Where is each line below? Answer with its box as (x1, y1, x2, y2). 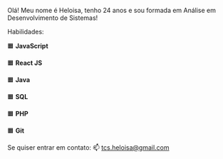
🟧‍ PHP (7, 110, 28, 118)
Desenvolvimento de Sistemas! (7, 14, 98, 22)
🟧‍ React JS (7, 58, 43, 67)
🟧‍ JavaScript (7, 42, 48, 50)
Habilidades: (7, 28, 44, 36)
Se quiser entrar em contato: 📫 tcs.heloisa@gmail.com (7, 143, 170, 152)
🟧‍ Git (7, 126, 25, 135)
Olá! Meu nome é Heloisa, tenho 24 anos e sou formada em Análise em (7, 6, 216, 14)
